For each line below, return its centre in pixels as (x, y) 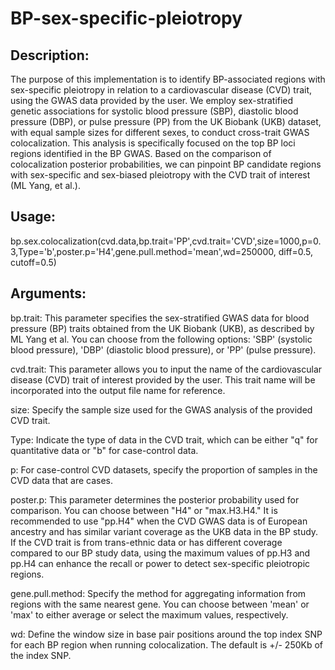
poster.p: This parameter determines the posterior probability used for (155, 499)
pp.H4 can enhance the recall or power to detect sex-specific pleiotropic (160, 563)
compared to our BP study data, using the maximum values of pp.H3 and (160, 553)
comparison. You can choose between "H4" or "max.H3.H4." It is (144, 510)
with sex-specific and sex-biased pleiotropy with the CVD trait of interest (160, 175)
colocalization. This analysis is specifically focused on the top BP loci (153, 143)
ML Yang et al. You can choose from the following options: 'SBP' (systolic (161, 339)
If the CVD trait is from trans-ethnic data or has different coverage (146, 542)
